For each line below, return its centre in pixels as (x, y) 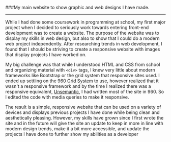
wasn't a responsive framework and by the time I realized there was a (78, 86)
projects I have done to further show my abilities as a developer (72, 134)
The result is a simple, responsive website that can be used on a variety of (83, 107)
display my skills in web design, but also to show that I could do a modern (82, 38)
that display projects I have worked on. (46, 55)
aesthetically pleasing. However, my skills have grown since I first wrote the (84, 118)
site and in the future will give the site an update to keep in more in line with (84, 123)
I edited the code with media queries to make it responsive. (67, 97)
